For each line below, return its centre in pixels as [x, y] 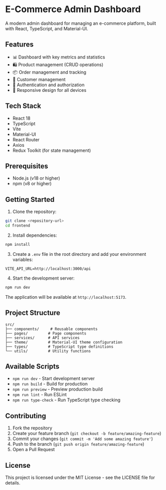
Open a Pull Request [34, 450]
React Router [26, 139]
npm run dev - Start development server [54, 378]
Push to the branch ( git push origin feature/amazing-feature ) [78, 444]
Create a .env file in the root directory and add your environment [79, 254]
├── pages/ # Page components [46, 333]
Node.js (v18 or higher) [36, 178]
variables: [23, 259]
